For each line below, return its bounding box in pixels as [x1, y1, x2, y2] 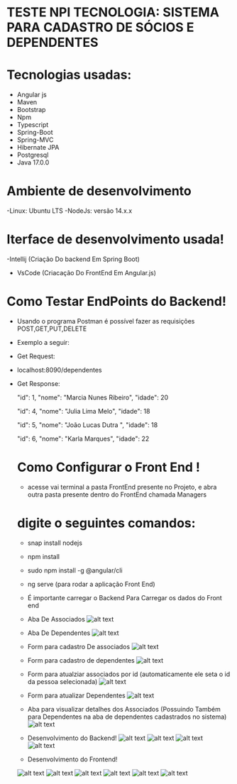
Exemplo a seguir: [16, 338, 70, 346]
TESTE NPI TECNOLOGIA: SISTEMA [6, 4, 219, 21]
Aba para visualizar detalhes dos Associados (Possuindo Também [27, 705, 221, 713]
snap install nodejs [27, 539, 83, 547]
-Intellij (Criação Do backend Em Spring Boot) [6, 255, 140, 263]
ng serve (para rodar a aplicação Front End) [27, 580, 155, 588]
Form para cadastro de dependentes [27, 656, 136, 664]
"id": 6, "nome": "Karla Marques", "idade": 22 [16, 434, 150, 443]
